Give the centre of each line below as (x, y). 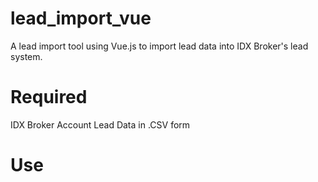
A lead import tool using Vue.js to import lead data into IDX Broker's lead (159, 46)
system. (26, 56)
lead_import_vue (81, 18)
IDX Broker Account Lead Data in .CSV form (100, 124)
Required (49, 97)
